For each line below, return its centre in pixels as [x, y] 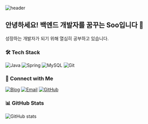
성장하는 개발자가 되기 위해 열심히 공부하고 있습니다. [57, 38]
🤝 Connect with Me [29, 79]
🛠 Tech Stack [23, 52]
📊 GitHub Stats [25, 103]
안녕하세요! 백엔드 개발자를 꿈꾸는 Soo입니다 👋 [75, 25]
